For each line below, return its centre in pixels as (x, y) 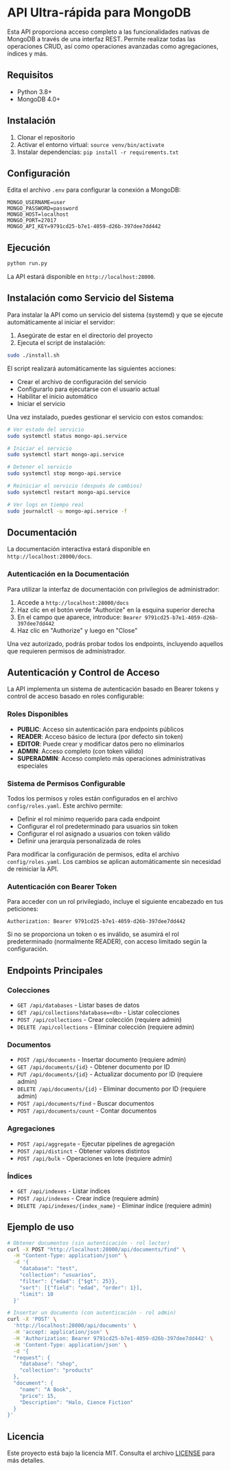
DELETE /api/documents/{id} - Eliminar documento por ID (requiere (112, 1089)
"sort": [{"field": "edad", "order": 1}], (81, 1288)
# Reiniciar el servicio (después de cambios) (75, 486)
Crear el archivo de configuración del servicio (82, 381)
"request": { (32, 1358)
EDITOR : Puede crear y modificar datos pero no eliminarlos (101, 744)
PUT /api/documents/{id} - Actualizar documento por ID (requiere (110, 1074)
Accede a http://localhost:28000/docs (73, 602)
